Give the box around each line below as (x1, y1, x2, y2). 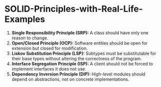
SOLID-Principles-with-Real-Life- (4, 3, 143, 15)
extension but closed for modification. (11, 45, 88, 51)
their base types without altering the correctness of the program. (11, 55, 142, 61)
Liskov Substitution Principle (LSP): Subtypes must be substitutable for (11, 50, 157, 56)
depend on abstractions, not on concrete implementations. (11, 76, 129, 82)
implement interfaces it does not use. (11, 66, 87, 71)
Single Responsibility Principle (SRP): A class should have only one (11, 30, 149, 35)
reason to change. (11, 35, 48, 41)
